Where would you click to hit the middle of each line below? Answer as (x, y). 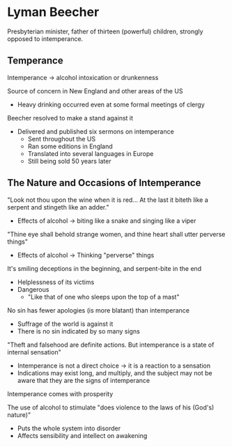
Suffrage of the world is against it (65, 324)
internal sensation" (34, 352)
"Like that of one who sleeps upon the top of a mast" (103, 297)
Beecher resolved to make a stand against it (70, 118)
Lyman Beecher (53, 12)
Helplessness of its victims (56, 282)
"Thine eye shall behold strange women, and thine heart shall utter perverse (116, 234)
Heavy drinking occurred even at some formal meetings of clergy (111, 104)
